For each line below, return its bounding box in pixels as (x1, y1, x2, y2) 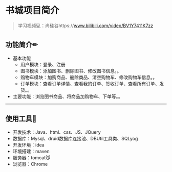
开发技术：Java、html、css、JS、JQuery (12, 129, 101, 135)
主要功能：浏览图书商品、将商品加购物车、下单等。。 (12, 93, 123, 100)
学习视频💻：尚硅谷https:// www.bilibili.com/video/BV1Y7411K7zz (17, 22, 154, 29)
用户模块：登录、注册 (20, 61, 66, 67)
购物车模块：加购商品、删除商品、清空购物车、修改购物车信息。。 (20, 74, 158, 80)
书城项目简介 (5, 5, 60, 16)
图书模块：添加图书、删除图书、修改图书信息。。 (20, 67, 122, 74)
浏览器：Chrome (12, 161, 48, 167)
